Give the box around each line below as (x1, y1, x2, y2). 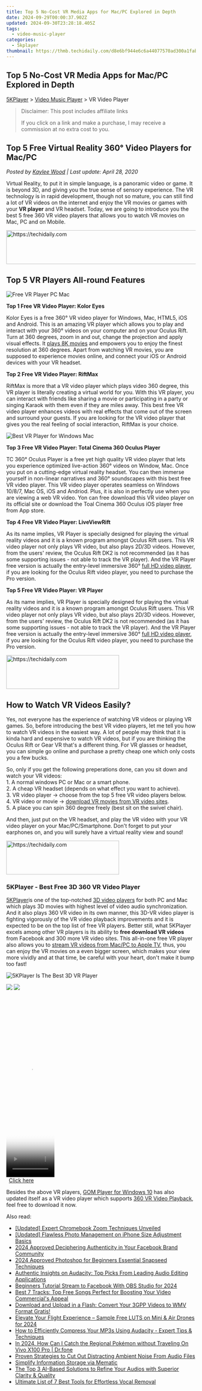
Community (14, 1250, 44, 1257)
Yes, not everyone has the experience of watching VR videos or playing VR (6, 716, 192, 723)
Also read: (6, 1213, 32, 1220)
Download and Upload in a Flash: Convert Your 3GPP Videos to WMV (14, 1301, 186, 1309)
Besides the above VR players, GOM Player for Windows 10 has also (6, 1189, 174, 1196)
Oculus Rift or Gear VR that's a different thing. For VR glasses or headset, (6, 741, 188, 748)
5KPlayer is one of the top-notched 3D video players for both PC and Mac (6, 897, 188, 904)
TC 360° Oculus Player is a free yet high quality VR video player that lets (6, 456, 186, 463)
